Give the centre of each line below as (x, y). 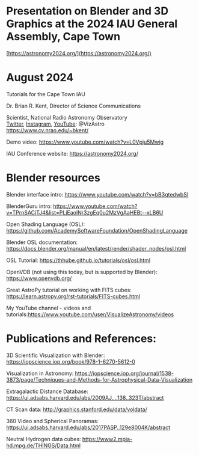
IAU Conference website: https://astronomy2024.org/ (72, 153)
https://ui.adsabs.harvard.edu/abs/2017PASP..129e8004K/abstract (88, 427)
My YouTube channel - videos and (49, 308)
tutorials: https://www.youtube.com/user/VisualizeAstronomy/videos (90, 314)
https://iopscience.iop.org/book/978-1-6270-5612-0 (71, 361)
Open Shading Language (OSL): (46, 224)
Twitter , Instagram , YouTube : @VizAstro (56, 124)
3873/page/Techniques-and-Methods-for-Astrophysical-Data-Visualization (99, 379)
